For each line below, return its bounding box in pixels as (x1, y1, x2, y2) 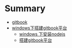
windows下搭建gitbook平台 (11, 25, 68, 31)
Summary (4, 3, 45, 14)
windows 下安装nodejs (19, 31, 66, 37)
